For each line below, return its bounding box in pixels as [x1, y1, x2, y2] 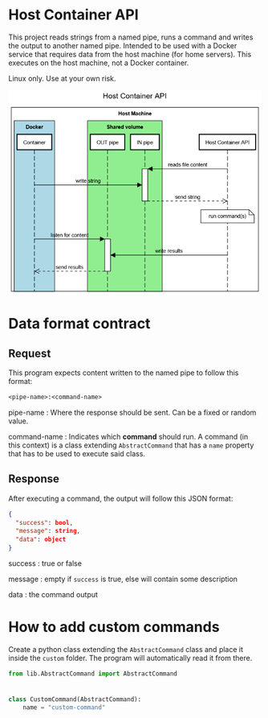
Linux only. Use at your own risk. [8, 73, 116, 83]
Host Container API [8, 6, 139, 24]
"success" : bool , [15, 518, 74, 526]
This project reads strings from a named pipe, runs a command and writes [8, 32, 254, 42]
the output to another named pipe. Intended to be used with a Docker [8, 40, 238, 50]
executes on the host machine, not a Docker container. [8, 58, 189, 68]
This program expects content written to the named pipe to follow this [8, 368, 239, 378]
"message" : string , [15, 527, 81, 535]
